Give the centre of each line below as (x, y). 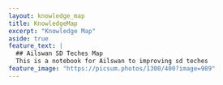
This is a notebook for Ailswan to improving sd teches (112, 62)
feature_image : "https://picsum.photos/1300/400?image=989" (112, 69)
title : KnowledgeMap (43, 23)
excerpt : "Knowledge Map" (52, 31)
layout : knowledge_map (47, 16)
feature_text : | (36, 46)
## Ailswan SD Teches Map (60, 53)
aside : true (28, 38)
